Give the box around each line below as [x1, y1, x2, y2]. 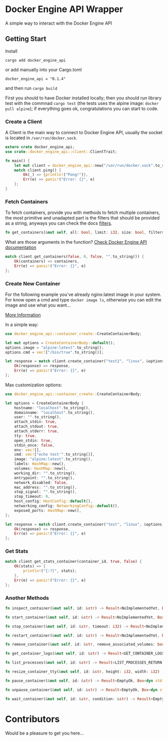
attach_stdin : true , [14, 419, 57, 425]
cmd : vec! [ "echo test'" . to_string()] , [14, 452, 95, 457]
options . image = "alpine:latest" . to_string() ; [5, 345, 104, 350]
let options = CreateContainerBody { [5, 400, 84, 405]
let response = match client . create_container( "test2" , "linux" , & [5, 359, 149, 364]
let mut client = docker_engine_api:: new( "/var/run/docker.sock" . [14, 163, 155, 168]
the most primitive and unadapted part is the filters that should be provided [5, 215, 160, 221]
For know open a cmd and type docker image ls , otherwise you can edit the [5, 296, 161, 302]
